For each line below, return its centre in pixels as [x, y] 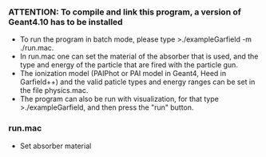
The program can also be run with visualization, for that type [119, 99]
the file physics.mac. [54, 91]
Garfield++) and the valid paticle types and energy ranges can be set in [137, 82]
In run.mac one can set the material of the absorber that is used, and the [139, 56]
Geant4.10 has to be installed [66, 22]
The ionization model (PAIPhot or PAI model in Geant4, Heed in [123, 74]
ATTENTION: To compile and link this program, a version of [125, 12]
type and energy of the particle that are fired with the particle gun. [129, 65]
